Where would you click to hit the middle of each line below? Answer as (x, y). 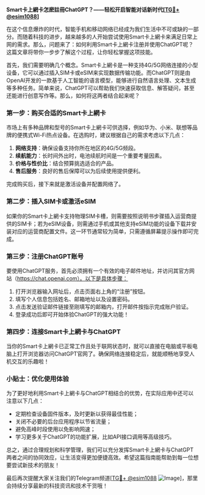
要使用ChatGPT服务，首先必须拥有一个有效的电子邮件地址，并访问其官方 (98, 270)
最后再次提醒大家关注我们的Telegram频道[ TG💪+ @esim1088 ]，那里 (102, 478)
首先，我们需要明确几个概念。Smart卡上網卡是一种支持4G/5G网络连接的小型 (102, 65)
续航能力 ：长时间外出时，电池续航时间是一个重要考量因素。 (90, 156)
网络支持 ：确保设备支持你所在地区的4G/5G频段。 (77, 148)
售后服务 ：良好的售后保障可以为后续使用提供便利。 (79, 171)
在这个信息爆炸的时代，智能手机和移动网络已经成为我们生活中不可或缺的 (97, 29)
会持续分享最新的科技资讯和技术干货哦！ (57, 486)
